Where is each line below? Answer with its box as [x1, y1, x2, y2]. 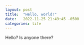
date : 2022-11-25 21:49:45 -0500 [5, 16, 79, 21]
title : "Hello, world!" [5, 12, 57, 17]
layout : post [5, 7, 32, 12]
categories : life [5, 21, 41, 26]
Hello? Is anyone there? [5, 35, 53, 41]
